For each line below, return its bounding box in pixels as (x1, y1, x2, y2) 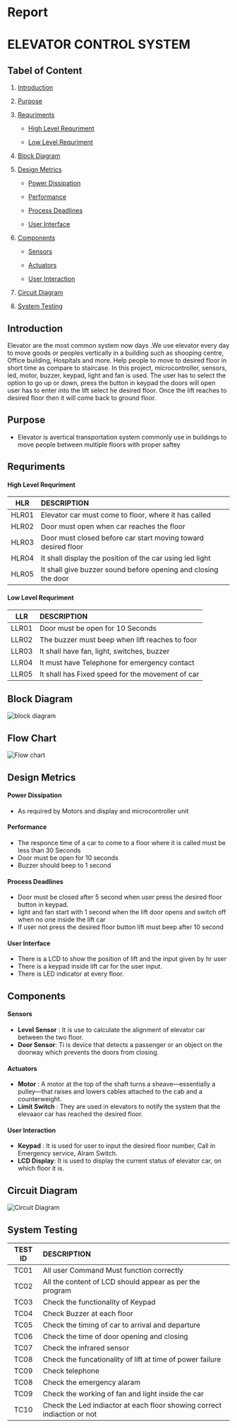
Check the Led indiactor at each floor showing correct (42, 1400, 222, 1410)
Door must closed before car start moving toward (40, 533, 205, 543)
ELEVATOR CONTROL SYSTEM (7, 37, 190, 53)
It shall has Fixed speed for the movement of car (39, 669, 200, 679)
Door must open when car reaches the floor (40, 521, 186, 531)
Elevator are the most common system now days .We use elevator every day (7, 341, 230, 349)
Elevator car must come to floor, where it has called (40, 510, 212, 520)
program (42, 1285, 72, 1295)
